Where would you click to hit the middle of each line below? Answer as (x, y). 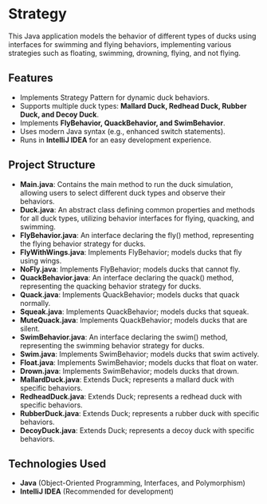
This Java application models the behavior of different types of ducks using (132, 36)
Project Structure (52, 165)
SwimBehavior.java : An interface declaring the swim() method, (124, 337)
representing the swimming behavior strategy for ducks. (112, 345)
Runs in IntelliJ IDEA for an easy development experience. (116, 140)
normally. (35, 303)
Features (31, 78)
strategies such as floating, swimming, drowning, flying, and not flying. (125, 53)
